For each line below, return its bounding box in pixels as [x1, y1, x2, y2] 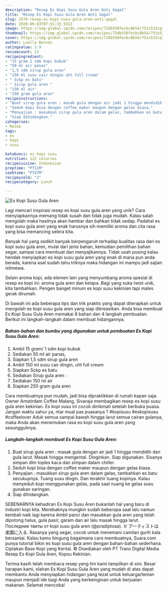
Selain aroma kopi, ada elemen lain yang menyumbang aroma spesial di [5, 275, 152, 281]
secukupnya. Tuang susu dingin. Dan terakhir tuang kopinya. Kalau [12, 476, 150, 482]
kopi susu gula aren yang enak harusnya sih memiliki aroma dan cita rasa [5, 224, 156, 230]
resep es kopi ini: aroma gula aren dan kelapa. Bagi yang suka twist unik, [5, 280, 155, 286]
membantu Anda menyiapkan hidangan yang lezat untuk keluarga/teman [5, 571, 155, 577]
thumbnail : [5, 31, 28, 36]
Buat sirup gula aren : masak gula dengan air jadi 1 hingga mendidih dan [12, 449, 161, 455]
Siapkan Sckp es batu [12, 367, 57, 373]
